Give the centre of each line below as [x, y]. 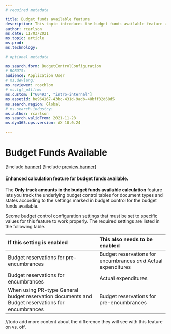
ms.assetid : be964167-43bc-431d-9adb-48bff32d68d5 [60, 99]
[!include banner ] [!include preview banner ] [51, 167]
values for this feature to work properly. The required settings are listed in [82, 221]
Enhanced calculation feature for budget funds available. [67, 178]
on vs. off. [16, 327]
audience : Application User [35, 75]
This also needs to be [126, 239]
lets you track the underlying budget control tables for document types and [84, 195]
